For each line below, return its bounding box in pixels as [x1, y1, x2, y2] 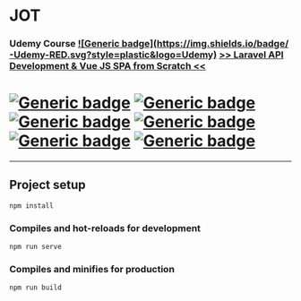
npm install [9, 201, 54, 211]
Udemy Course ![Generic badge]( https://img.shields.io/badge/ [9, 38, 289, 50]
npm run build [9, 283, 63, 292]
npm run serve [9, 243, 63, 252]
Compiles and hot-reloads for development [9, 221, 202, 234]
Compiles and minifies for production [9, 263, 175, 276]
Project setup [9, 177, 87, 193]
